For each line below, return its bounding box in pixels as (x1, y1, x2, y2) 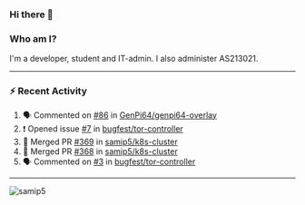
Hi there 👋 (9, 8, 54, 21)
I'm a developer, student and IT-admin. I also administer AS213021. (9, 54, 259, 64)
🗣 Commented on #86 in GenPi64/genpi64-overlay (22, 109, 218, 121)
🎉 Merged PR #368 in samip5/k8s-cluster (22, 145, 179, 157)
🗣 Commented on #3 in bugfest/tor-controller (22, 156, 196, 167)
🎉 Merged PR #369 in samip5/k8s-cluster (22, 136, 179, 147)
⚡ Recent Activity (9, 85, 88, 98)
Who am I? (9, 32, 57, 44)
